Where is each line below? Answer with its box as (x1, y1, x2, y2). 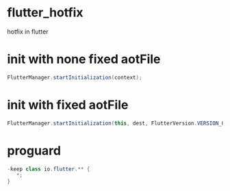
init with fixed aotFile (7, 97, 129, 112)
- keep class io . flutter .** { (7, 166, 90, 173)
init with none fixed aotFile (7, 51, 161, 67)
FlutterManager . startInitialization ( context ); (7, 74, 142, 81)
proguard (7, 142, 62, 158)
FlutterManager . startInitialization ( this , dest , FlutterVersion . (7, 120, 197, 127)
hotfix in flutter (7, 27, 49, 36)
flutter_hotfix (7, 5, 84, 21)
